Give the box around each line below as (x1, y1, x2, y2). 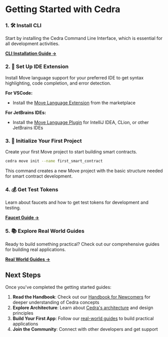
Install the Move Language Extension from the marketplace (12, 100, 136, 106)
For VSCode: (5, 90, 33, 96)
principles (12, 310, 34, 316)
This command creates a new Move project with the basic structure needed (5, 167, 163, 174)
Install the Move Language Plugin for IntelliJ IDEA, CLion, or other (12, 119, 149, 125)
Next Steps (5, 271, 41, 279)
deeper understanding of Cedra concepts (12, 300, 100, 306)
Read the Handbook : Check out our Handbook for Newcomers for (12, 294, 151, 300)
